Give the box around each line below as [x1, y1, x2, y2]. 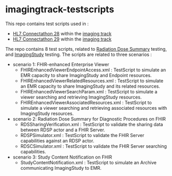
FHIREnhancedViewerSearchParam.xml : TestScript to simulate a [20, 88, 158, 94]
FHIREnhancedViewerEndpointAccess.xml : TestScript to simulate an [20, 67, 166, 73]
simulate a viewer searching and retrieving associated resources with [20, 105, 167, 111]
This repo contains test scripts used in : [5, 21, 89, 27]
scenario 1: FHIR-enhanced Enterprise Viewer [12, 61, 109, 67]
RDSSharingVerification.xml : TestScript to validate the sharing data [20, 121, 163, 127]
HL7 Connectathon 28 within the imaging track [12, 30, 112, 36]
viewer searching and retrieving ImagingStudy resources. [20, 94, 142, 100]
